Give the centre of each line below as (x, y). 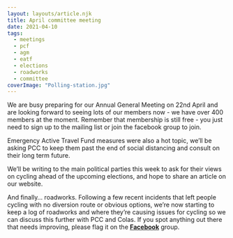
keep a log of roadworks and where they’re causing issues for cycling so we (116, 212)
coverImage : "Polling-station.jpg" (59, 85)
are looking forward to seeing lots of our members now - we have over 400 (115, 112)
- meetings (29, 40)
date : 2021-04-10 (32, 27)
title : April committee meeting (54, 20)
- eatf (23, 59)
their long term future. (39, 156)
